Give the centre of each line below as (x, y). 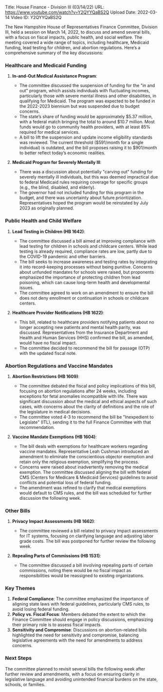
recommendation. (37, 427)
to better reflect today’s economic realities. (62, 153)
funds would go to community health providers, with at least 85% (85, 127)
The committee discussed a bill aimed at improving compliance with (87, 241)
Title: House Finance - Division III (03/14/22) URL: (55, 7)
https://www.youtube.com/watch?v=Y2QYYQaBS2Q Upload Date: (71, 12)
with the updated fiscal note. (48, 353)
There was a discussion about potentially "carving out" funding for (86, 172)
